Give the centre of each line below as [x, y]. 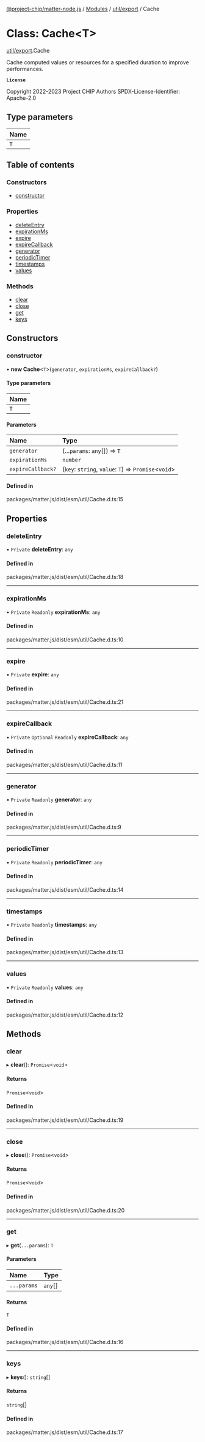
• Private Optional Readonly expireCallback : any [67, 737]
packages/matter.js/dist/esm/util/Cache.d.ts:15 [65, 499]
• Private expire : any [33, 674]
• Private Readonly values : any [45, 987]
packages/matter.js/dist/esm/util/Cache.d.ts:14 [65, 889]
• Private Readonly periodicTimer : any [54, 862]
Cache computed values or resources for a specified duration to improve [98, 62]
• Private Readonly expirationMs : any [53, 612]
